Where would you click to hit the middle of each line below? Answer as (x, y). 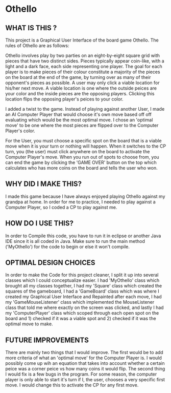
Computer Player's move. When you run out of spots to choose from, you (82, 157)
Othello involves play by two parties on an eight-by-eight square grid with (82, 55)
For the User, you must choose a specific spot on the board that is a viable (83, 141)
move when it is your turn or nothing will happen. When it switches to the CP (86, 146)
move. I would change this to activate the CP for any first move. (72, 385)
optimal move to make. (29, 324)
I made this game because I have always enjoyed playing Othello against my (85, 196)
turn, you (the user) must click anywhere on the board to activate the (78, 151)
